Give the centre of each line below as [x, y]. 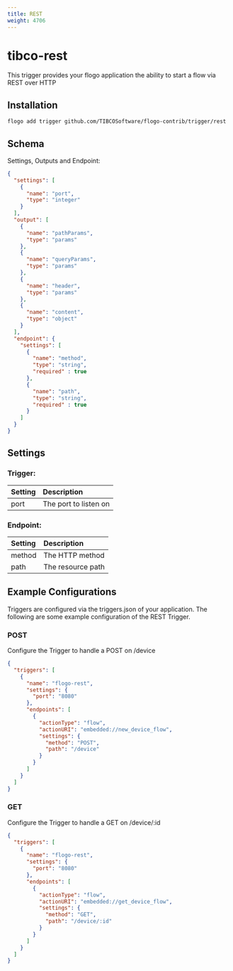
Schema [26, 144]
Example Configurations [62, 592]
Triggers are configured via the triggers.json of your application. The [107, 609]
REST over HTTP [32, 83]
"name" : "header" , [53, 286]
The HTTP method [74, 555]
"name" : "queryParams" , [61, 260]
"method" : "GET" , [71, 915]
